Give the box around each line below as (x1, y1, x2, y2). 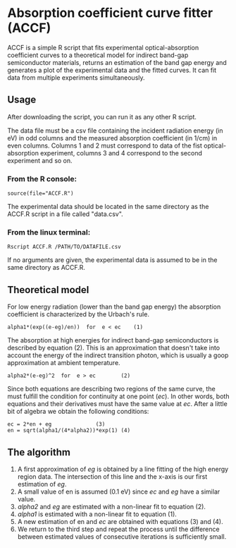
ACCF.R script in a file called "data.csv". (7, 210, 123, 218)
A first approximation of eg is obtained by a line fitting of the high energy (17, 465, 229, 473)
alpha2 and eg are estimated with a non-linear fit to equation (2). (17, 502, 206, 511)
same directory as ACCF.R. (7, 263, 86, 272)
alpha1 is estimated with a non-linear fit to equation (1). (17, 510, 178, 518)
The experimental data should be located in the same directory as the (7, 203, 209, 211)
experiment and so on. (7, 156, 73, 165)
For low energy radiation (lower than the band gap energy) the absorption (7, 302, 221, 311)
